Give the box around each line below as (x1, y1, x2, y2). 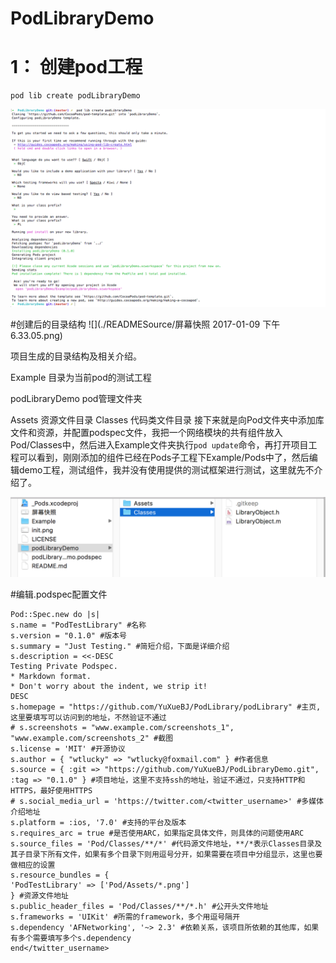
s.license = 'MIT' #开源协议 (10, 744, 126, 754)
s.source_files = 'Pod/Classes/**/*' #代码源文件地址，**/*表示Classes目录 (10, 839, 315, 849)
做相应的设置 (10, 860, 56, 871)
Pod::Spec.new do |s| (10, 610, 101, 620)
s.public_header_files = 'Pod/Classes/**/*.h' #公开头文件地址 (10, 902, 269, 912)
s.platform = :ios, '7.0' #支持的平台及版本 (10, 818, 187, 828)
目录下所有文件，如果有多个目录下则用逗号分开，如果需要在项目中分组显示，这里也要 (24, 850, 323, 860)
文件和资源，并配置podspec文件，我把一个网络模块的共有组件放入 (10, 427, 283, 439)
